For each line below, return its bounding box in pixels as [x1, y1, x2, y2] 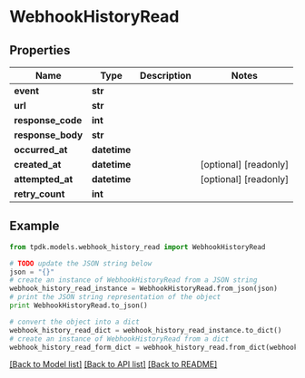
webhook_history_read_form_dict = [9, 343, 141, 352]
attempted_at [14, 173, 74, 185]
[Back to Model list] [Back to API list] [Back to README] [9, 359, 218, 370]
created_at [14, 159, 62, 170]
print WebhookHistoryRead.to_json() [9, 301, 148, 310]
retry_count [14, 188, 65, 200]
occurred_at [14, 143, 68, 156]
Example [9, 218, 60, 234]
